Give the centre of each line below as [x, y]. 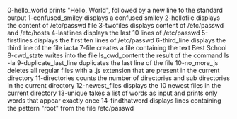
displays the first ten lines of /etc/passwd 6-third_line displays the [130, 40]
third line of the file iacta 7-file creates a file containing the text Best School [117, 48]
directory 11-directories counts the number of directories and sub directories [118, 78]
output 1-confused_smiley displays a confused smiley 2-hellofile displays [114, 18]
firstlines [20, 40]
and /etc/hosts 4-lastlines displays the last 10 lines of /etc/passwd [104, 33]
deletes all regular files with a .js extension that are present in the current [114, 70]
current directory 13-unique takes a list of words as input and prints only [112, 93]
